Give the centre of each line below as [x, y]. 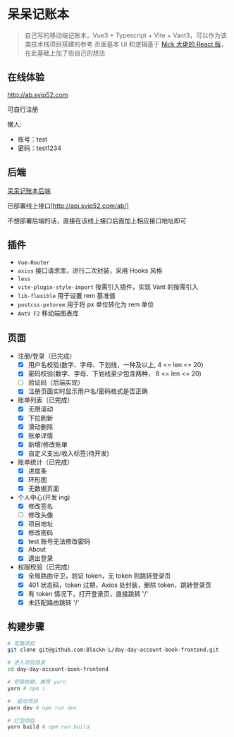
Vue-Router [33, 263]
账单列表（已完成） [45, 400]
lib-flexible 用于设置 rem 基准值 [66, 296]
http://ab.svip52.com [38, 94]
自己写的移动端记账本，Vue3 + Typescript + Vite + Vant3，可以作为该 [126, 35]
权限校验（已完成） [45, 567]
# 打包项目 [21, 720]
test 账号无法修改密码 [59, 541]
